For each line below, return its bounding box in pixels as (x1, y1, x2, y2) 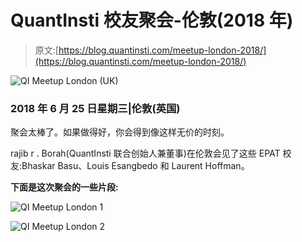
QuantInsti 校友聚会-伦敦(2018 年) (10, 9, 294, 32)
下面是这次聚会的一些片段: (10, 181, 119, 193)
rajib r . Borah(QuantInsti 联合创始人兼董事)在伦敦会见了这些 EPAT (10, 147, 281, 160)
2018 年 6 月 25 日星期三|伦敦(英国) (10, 101, 181, 115)
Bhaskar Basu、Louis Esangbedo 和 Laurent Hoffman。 (21, 160, 250, 172)
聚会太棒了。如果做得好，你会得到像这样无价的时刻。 (10, 126, 230, 138)
